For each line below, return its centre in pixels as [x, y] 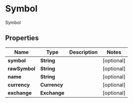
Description [83, 52]
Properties [22, 38]
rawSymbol [22, 69]
